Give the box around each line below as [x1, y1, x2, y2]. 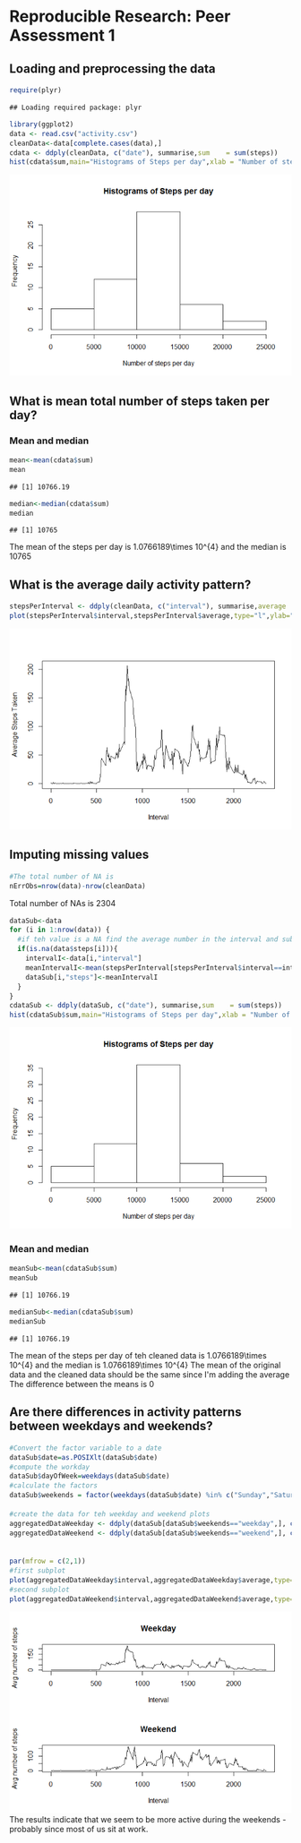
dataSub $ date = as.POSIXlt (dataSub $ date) [9, 1453, 159, 1462]
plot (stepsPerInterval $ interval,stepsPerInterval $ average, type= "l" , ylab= [9, 612, 291, 621]
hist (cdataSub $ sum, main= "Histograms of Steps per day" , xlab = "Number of [9, 1010, 291, 1020]
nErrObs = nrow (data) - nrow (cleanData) [9, 881, 146, 890]
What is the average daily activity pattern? [9, 577, 252, 592]
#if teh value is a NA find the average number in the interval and [17, 935, 279, 944]
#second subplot [9, 1585, 70, 1594]
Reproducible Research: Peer [9, 6, 231, 27]
